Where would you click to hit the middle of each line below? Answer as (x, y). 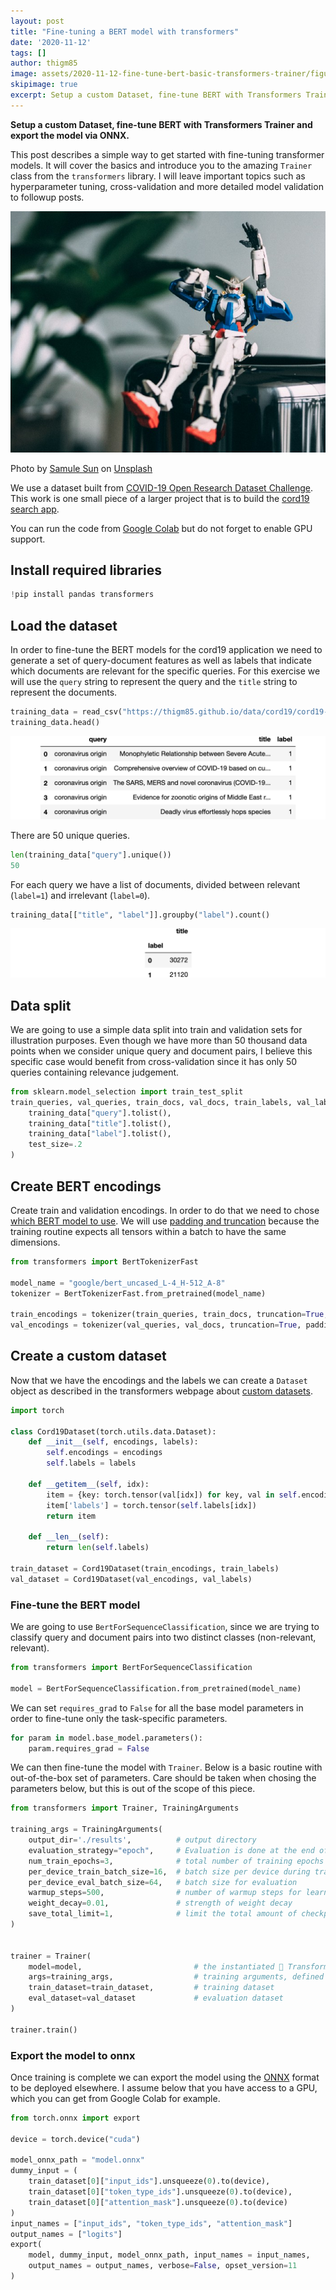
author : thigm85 (44, 63)
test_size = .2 (55, 1145)
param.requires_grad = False (89, 1748)
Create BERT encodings (86, 1186)
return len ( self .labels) (98, 1548)
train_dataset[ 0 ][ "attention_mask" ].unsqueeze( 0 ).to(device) (158, 2202)
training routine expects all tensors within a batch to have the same (148, 1231)
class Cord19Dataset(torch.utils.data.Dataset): (113, 1431)
